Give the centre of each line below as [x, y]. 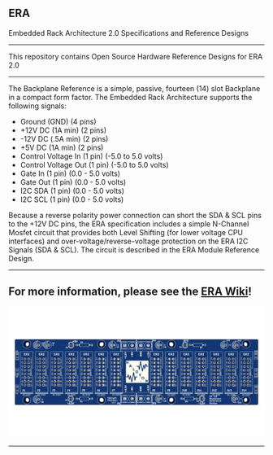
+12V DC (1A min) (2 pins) [63, 130]
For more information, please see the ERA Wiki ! [130, 292]
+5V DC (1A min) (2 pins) [62, 147]
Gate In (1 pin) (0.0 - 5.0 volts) [70, 173]
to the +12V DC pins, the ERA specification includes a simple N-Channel [129, 224]
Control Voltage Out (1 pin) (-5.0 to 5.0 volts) [94, 164]
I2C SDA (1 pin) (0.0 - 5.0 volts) [72, 190]
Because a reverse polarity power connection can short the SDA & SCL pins [135, 215]
